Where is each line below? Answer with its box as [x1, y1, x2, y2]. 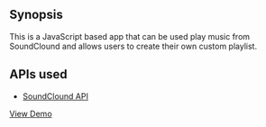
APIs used [9, 67, 68, 82]
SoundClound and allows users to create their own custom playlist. [9, 41, 258, 51]
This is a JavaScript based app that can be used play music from [9, 31, 251, 41]
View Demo [9, 108, 52, 119]
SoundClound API [22, 90, 88, 102]
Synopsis [9, 7, 63, 23]
